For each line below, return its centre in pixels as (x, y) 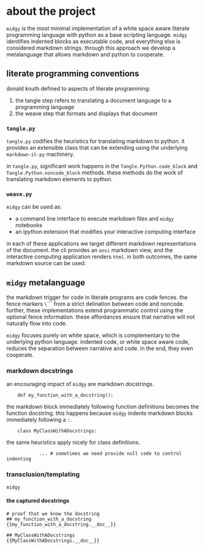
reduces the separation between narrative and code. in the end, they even (100, 349)
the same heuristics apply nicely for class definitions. (73, 443)
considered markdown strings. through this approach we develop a (91, 48)
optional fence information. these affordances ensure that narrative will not (101, 317)
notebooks (29, 225)
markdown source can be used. (46, 263)
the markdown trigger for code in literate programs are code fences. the (97, 297)
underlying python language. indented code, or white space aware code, (98, 342)
